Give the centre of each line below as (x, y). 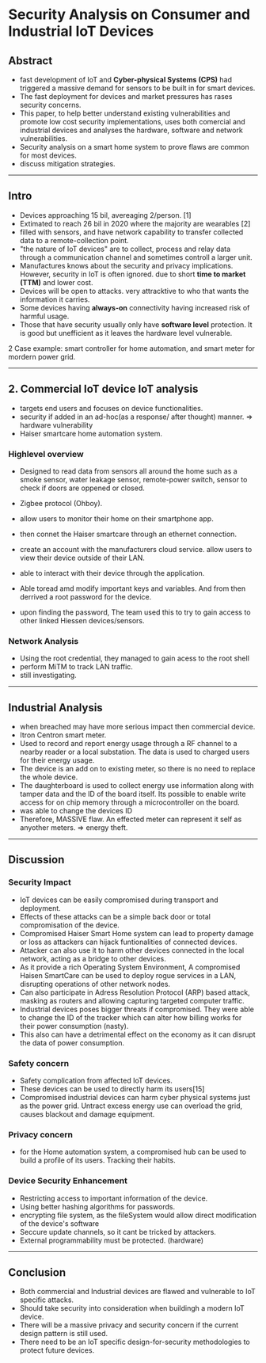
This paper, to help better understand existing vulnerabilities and (125, 113)
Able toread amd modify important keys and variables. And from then (133, 588)
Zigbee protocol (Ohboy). (61, 503)
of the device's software (59, 1223)
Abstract (30, 61)
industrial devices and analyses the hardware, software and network (131, 130)
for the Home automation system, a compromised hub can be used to (133, 1152)
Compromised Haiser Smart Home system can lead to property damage (137, 933)
